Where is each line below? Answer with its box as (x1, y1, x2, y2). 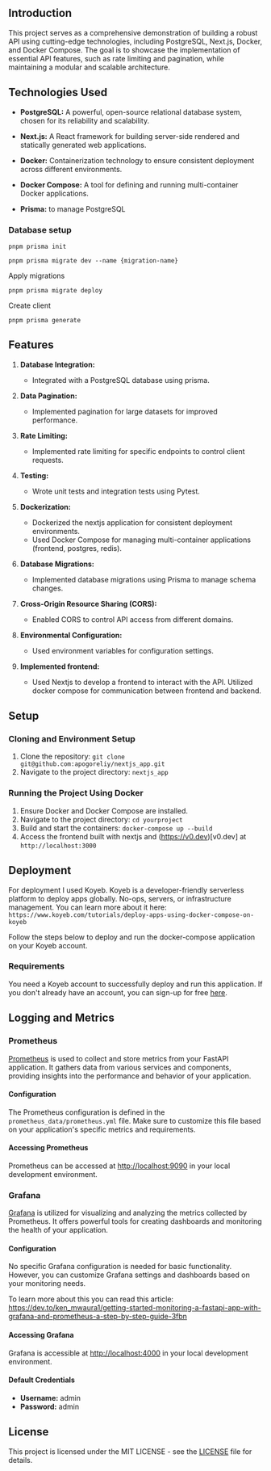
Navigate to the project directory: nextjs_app (19, 767, 169, 777)
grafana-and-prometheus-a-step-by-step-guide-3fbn (8, 1312, 188, 1322)
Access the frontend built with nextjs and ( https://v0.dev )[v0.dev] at (19, 831, 247, 841)
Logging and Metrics (8, 1011, 115, 1025)
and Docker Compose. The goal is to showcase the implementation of (8, 44, 240, 55)
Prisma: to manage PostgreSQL (19, 204, 126, 213)
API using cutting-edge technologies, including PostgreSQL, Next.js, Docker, (8, 36, 263, 46)
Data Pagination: (19, 391, 78, 401)
